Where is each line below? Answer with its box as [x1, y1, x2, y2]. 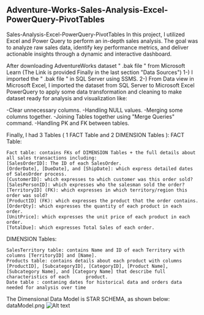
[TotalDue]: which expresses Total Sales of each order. [6, 224, 155, 231]
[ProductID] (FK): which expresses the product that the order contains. [6, 198, 199, 204]
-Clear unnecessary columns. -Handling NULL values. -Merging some [6, 106, 183, 114]
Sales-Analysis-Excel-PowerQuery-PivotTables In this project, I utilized [6, 31, 185, 38]
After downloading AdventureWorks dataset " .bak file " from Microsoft [6, 62, 186, 69]
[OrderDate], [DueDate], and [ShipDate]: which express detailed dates [6, 165, 193, 172]
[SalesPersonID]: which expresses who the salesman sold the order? [6, 182, 185, 188]
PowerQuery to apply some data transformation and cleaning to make [6, 88, 182, 95]
